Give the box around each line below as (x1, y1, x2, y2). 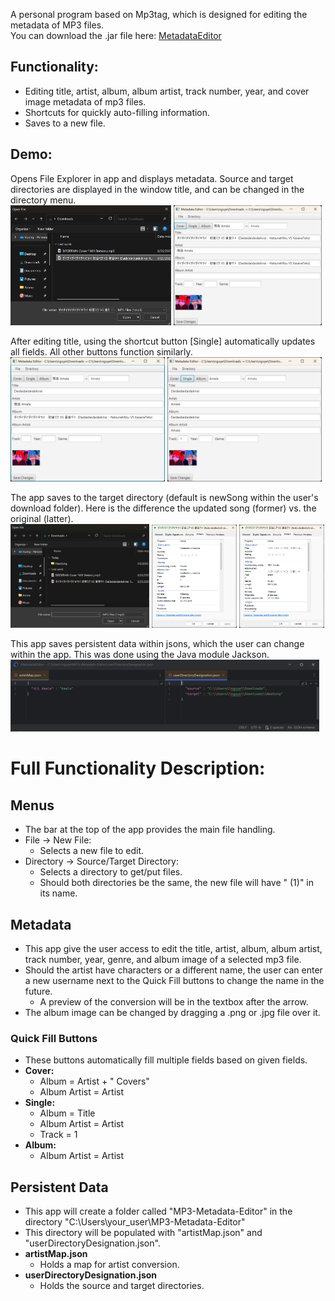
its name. (39, 887, 78, 899)
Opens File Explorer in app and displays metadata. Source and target (10, 172, 294, 184)
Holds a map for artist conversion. (39, 1259, 180, 1271)
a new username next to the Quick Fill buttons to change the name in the (24, 975, 325, 987)
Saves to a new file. (24, 117, 106, 129)
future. (24, 985, 53, 998)
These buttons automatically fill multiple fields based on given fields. (24, 1054, 308, 1066)
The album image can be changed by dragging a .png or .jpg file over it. (24, 1007, 321, 1019)
